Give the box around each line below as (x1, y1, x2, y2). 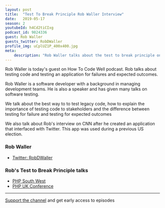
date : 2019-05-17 (5, 16, 45, 21)
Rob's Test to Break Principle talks (5, 167, 88, 174)
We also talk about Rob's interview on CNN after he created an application (5, 121, 156, 127)
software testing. (5, 91, 39, 97)
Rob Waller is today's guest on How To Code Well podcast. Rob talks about (5, 66, 157, 72)
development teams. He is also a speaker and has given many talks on (5, 86, 147, 92)
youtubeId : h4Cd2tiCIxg (5, 26, 54, 30)
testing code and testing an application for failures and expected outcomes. (5, 72, 158, 78)
